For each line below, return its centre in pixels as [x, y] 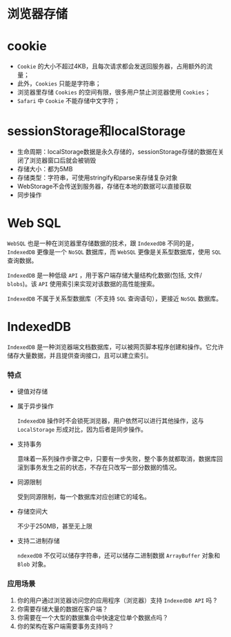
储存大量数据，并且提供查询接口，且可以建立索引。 [80, 355]
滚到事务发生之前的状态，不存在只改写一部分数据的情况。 [99, 468]
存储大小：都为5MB [45, 169]
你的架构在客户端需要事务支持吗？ [66, 626]
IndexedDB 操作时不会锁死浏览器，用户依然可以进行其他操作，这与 [111, 421]
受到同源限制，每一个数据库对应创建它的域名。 [83, 497]
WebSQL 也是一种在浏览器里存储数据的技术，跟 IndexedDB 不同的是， [102, 243]
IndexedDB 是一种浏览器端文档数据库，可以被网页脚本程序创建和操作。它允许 [115, 347]
